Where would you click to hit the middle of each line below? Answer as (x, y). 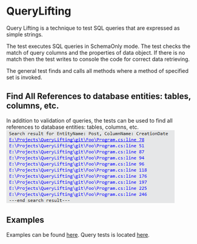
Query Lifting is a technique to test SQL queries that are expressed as (93, 28)
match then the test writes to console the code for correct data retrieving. (98, 59)
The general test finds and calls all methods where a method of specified (98, 70)
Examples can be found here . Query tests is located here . (78, 234)
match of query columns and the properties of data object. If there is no (96, 52)
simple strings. (25, 34)
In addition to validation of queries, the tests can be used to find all (89, 120)
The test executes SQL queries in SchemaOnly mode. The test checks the (98, 46)
